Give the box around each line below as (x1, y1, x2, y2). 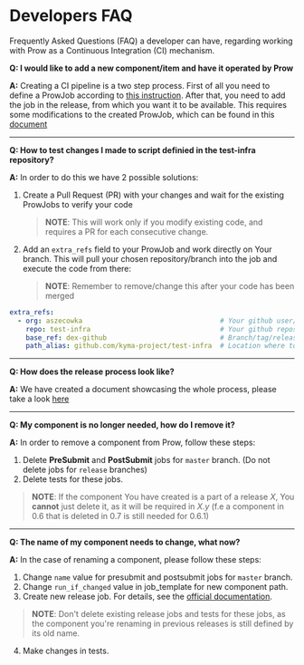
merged (44, 290, 75, 301)
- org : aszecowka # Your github (17, 316, 273, 325)
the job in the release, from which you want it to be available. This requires (9, 99, 288, 110)
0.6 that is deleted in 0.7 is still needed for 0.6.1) (31, 511, 210, 522)
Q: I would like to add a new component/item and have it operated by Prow (9, 63, 294, 73)
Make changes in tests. (22, 645, 109, 657)
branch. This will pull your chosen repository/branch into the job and (22, 253, 278, 264)
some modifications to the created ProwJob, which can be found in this (9, 109, 275, 120)
